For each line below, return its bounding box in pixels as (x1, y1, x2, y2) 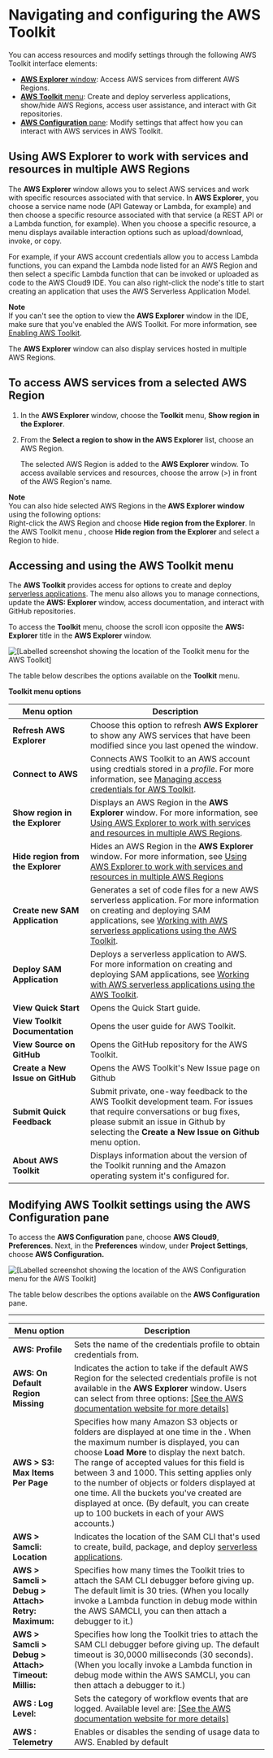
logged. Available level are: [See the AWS (74, 1703, 232, 1714)
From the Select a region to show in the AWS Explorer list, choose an (19, 434, 254, 444)
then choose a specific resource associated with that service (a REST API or (8, 210, 263, 220)
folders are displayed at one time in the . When (74, 1426, 252, 1437)
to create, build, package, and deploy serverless (74, 1542, 258, 1553)
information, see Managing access (90, 774, 222, 785)
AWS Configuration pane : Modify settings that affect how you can (19, 117, 244, 127)
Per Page (12, 1477, 49, 1489)
